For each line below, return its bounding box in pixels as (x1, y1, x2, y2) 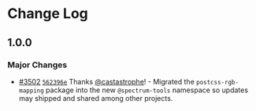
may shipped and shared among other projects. (18, 93, 173, 102)
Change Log (7, 5, 88, 23)
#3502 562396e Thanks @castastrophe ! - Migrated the (18, 77, 195, 86)
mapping (18, 87, 44, 95)
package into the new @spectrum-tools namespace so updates (45, 85, 249, 95)
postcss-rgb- (195, 78, 239, 86)
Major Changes (7, 59, 68, 70)
